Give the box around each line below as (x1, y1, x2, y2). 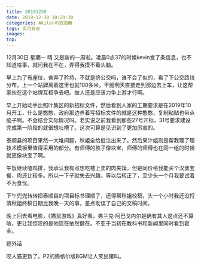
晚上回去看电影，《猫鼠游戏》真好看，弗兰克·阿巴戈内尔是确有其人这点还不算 (6, 212, 194, 219)
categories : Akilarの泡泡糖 (6, 20, 73, 26)
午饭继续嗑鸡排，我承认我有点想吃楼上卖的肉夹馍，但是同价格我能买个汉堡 (6, 165, 190, 171)
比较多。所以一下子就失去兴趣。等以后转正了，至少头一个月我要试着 (26, 172, 195, 179)
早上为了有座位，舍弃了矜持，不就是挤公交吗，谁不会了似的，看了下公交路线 (6, 74, 195, 81)
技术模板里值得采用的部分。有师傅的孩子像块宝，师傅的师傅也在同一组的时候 (6, 144, 195, 151)
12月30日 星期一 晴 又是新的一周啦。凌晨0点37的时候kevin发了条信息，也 (6, 54, 187, 60)
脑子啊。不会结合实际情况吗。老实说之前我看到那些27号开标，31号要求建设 (6, 117, 191, 123)
